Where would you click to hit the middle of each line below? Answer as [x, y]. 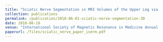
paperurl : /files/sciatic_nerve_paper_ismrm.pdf [55, 32]
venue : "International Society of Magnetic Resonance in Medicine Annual [82, 28]
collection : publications [31, 14]
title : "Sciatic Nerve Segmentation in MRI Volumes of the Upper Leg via [82, 9]
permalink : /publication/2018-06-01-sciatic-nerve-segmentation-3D [75, 18]
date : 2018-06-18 [23, 23]
